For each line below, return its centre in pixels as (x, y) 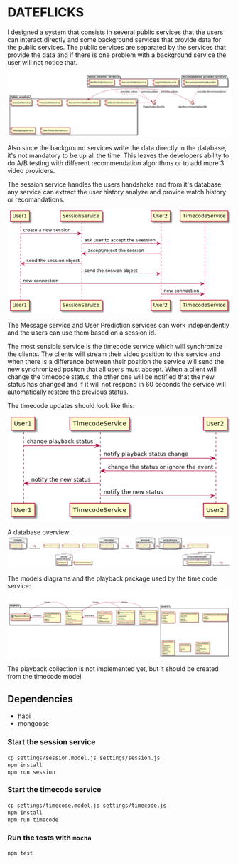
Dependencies (40, 699)
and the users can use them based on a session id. (82, 333)
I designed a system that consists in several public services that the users (115, 32)
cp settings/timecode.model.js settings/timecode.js (87, 806)
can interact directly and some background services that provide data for (114, 39)
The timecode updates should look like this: (71, 406)
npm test (20, 853)
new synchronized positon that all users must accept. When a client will (112, 369)
